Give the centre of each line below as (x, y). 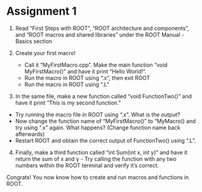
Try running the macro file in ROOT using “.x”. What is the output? (98, 114)
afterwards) (30, 134)
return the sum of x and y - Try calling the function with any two (95, 159)
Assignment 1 (42, 11)
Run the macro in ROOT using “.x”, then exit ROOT (87, 78)
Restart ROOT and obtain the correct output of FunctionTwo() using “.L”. (106, 140)
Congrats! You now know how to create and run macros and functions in (98, 177)
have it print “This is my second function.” (68, 103)
